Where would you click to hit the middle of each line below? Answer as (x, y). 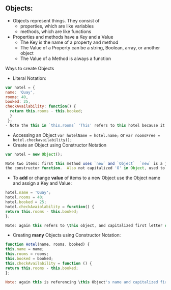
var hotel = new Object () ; (34, 154)
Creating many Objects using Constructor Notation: (67, 235)
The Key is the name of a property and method (69, 42)
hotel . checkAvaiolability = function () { (50, 207)
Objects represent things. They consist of (56, 20)
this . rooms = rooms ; (27, 254)
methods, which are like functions (56, 31)
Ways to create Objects (30, 68)
